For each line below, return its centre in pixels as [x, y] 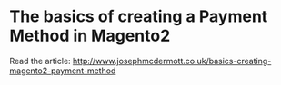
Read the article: [40, 61]
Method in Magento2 [90, 36]
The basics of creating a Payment [139, 17]
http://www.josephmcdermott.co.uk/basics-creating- [172, 61]
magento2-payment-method [63, 71]
